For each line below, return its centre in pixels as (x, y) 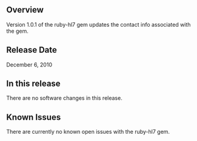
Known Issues (34, 117)
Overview (25, 10)
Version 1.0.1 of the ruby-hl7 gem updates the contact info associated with (98, 24)
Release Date (32, 50)
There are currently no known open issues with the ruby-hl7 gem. (88, 132)
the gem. (18, 31)
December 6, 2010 (29, 64)
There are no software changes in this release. (64, 98)
